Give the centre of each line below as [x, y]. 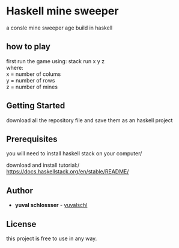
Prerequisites [32, 139]
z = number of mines [32, 87]
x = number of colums [34, 74]
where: [15, 67]
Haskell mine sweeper [62, 11]
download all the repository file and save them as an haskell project [89, 120]
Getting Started [36, 106]
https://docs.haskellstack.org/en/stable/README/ [68, 172]
